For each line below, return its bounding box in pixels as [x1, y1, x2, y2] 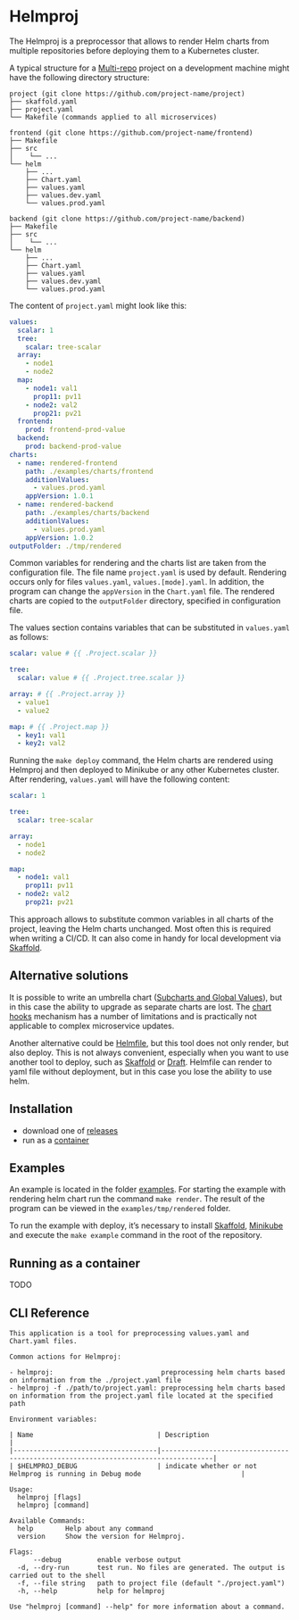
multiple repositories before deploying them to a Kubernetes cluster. [9, 45, 260, 55]
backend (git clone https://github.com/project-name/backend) [9, 214, 245, 223]
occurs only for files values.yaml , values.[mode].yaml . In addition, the [9, 577, 265, 587]
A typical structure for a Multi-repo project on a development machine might [9, 62, 290, 73]
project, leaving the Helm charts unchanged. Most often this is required [9, 923, 271, 934]
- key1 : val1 [17, 730, 66, 740]
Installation [9, 1101, 73, 1117]
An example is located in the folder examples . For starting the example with [9, 1184, 287, 1195]
